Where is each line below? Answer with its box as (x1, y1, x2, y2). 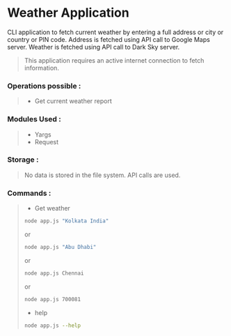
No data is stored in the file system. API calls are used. (24, 171, 181, 179)
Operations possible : (7, 81, 81, 91)
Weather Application (7, 5, 130, 21)
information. (24, 63, 59, 72)
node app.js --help (24, 322, 81, 329)
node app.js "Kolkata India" (24, 217, 109, 224)
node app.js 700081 (24, 296, 81, 303)
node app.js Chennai (24, 270, 84, 277)
